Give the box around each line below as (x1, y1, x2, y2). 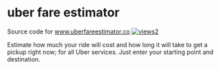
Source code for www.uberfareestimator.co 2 (7, 27, 159, 36)
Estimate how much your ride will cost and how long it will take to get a (7, 40, 208, 49)
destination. (7, 55, 41, 63)
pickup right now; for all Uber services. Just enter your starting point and (7, 48, 214, 56)
